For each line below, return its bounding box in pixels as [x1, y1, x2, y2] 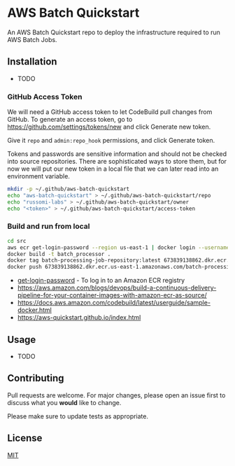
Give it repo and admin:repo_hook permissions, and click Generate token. [7, 136, 215, 145]
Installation [7, 56, 57, 68]
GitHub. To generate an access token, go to [7, 115, 133, 124]
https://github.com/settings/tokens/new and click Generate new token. [7, 122, 211, 131]
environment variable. [7, 172, 70, 181]
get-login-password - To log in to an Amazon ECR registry [17, 276, 185, 285]
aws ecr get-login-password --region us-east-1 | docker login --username [7, 243, 230, 251]
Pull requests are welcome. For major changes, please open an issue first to [7, 390, 226, 400]
